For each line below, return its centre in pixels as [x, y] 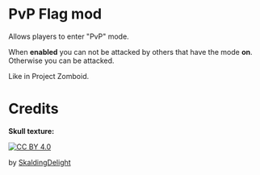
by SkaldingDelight [40, 162]
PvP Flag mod [55, 14]
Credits [34, 109]
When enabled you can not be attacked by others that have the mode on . [130, 52]
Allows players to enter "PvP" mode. [69, 36]
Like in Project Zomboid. [49, 76]
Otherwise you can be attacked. [61, 60]
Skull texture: [31, 131]
